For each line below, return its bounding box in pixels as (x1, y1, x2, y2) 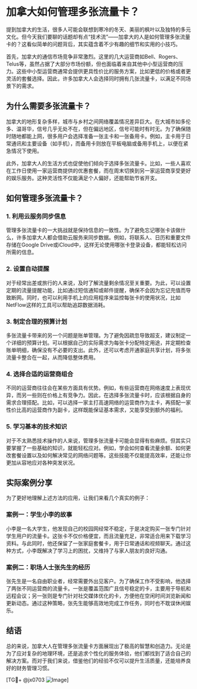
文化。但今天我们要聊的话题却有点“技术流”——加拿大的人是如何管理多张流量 (6, 33, 191, 40)
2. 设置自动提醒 (6, 265, 50, 273)
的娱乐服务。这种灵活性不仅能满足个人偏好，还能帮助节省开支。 (6, 174, 160, 181)
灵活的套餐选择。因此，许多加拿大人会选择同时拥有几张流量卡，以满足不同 (6, 75, 186, 82)
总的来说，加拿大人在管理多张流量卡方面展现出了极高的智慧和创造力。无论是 (6, 642, 191, 649)
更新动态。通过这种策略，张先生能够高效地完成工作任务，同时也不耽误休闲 (6, 600, 186, 607)
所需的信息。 (6, 249, 37, 256)
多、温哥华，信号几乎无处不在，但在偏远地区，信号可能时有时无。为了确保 (6, 125, 186, 132)
